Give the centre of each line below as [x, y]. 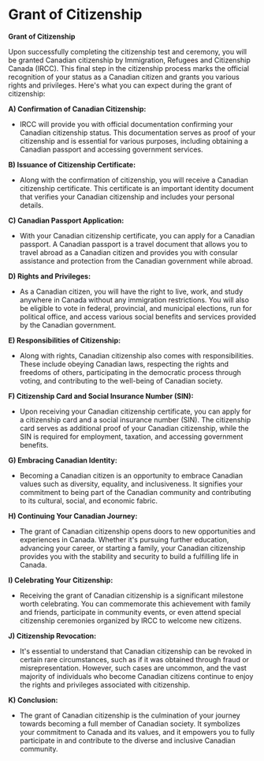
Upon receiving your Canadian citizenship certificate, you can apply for [135, 411]
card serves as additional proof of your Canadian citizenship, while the [134, 428]
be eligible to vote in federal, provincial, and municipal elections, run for [136, 308]
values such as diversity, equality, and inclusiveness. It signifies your [131, 484]
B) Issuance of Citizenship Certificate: [72, 164]
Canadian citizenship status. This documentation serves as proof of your [138, 133]
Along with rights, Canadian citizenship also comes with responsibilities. [136, 355]
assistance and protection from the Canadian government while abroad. [136, 261]
